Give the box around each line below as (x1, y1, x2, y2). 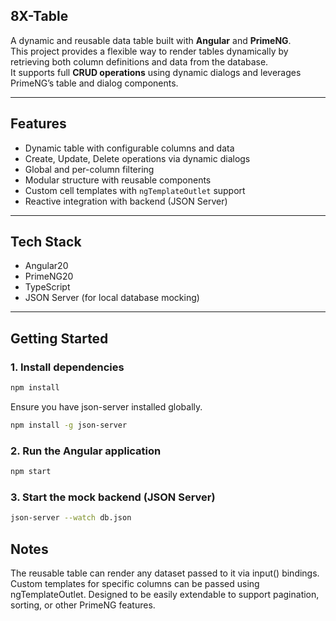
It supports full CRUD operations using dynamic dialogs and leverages (10, 66, 302, 78)
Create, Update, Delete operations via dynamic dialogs (24, 152, 251, 164)
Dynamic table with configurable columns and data (24, 142, 235, 154)
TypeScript (24, 281, 71, 293)
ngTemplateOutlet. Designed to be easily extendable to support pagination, (10, 589, 320, 601)
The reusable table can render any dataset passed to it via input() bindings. (10, 567, 320, 579)
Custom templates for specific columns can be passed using (10, 578, 260, 590)
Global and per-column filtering (24, 163, 155, 175)
